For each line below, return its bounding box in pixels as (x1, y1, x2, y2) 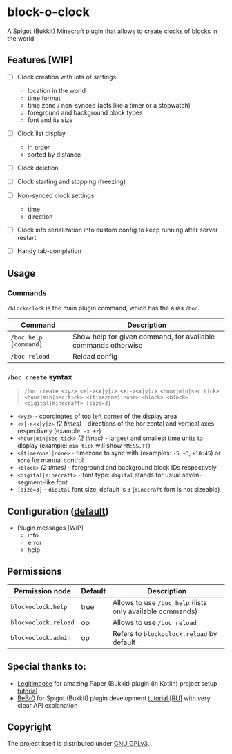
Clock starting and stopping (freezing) (17, 177, 126, 186)
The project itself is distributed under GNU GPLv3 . (7, 740, 150, 748)
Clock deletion (17, 163, 59, 172)
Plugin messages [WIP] (17, 524, 84, 532)
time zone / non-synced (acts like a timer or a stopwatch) (27, 101, 191, 109)
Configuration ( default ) (7, 505, 109, 517)
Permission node (14, 586, 71, 595)
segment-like (17, 478, 55, 486)
